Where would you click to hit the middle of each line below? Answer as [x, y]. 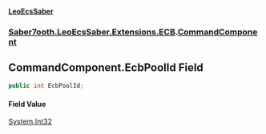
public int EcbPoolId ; [46, 86]
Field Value [27, 104]
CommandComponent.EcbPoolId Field [106, 67]
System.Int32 [30, 122]
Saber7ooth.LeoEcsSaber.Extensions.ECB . [93, 32]
